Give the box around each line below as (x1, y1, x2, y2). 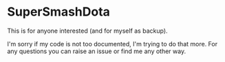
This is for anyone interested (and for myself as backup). (7, 27, 168, 35)
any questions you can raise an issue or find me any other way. (7, 47, 186, 55)
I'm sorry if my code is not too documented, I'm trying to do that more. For (7, 40, 218, 48)
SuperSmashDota (7, 4, 110, 20)
